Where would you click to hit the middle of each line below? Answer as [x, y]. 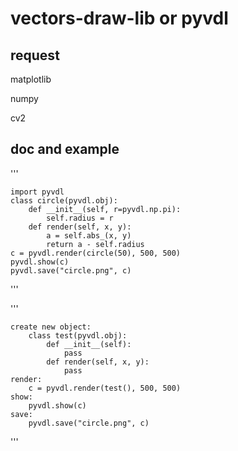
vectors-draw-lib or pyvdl [119, 18]
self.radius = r [80, 218]
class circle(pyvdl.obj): [64, 200]
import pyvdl [37, 192]
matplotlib [31, 79]
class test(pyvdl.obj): [78, 335]
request [35, 55]
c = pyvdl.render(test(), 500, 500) [105, 388]
